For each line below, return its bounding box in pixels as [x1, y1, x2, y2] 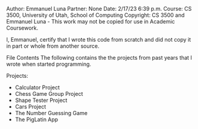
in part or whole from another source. [6, 42, 100, 49]
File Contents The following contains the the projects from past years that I [6, 54, 192, 61]
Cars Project [14, 103, 46, 110]
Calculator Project [14, 84, 60, 91]
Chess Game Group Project [14, 90, 83, 97]
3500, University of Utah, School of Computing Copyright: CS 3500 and [6, 11, 185, 19]
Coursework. [6, 24, 39, 31]
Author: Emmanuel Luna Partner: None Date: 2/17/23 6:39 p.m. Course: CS [6, 5, 192, 12]
